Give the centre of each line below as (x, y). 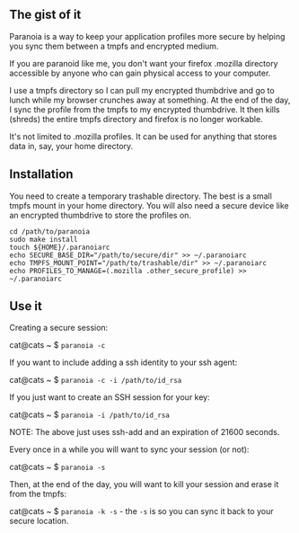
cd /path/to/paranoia (50, 231)
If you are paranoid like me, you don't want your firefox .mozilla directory (144, 63)
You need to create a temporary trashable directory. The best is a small (141, 196)
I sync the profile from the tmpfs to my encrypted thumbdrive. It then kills (145, 109)
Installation (41, 174)
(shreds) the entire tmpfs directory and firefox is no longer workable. (136, 119)
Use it (26, 306)
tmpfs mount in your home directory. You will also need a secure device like (149, 205)
